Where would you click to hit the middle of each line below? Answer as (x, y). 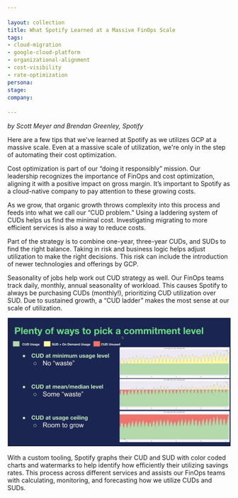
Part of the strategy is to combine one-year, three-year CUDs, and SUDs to (117, 242)
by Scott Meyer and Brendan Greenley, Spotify (75, 126)
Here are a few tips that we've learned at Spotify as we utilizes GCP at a (112, 140)
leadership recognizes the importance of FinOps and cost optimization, (111, 176)
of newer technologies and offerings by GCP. (73, 264)
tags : (15, 38)
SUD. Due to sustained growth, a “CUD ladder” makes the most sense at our (119, 301)
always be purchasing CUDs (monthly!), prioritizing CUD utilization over (112, 293)
